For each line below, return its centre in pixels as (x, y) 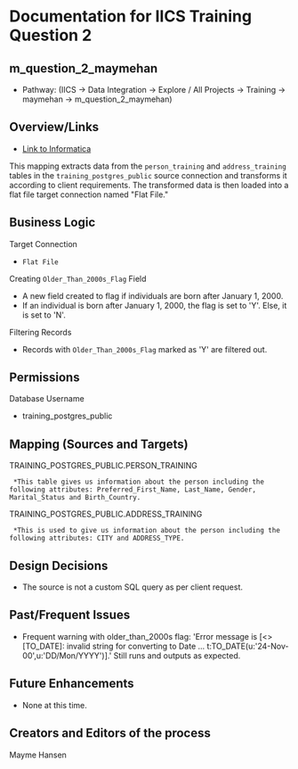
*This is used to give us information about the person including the (146, 531)
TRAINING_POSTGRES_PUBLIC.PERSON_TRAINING (103, 466)
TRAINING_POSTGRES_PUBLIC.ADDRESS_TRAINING (106, 514)
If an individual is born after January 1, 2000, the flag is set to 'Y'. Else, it (154, 305)
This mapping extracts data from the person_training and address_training (148, 166)
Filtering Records (40, 332)
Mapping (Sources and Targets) (99, 444)
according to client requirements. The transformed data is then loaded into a (149, 185)
